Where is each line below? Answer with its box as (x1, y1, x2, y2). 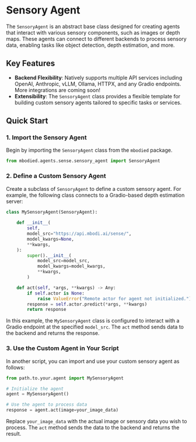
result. (6, 430, 22, 437)
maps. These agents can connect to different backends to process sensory (6, 35, 187, 42)
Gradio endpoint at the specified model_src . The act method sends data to (6, 323, 184, 331)
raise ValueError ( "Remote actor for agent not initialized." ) (37, 296, 192, 301)
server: (6, 197, 23, 205)
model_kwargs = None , (27, 236, 75, 242)
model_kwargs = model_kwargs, (37, 263, 106, 269)
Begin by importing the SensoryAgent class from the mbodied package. (6, 147, 173, 154)
